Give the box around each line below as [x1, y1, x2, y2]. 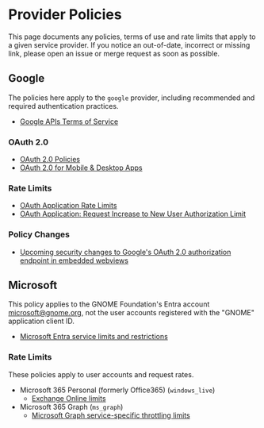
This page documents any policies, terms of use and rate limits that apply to [8, 32, 256, 41]
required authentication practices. [8, 101, 119, 110]
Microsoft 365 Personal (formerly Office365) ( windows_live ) [19, 385, 216, 395]
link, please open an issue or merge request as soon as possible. [8, 48, 220, 58]
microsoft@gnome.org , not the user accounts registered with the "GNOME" [8, 308, 255, 318]
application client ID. [8, 316, 75, 326]
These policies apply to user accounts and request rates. [8, 369, 194, 379]
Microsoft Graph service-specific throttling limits [31, 411, 190, 420]
